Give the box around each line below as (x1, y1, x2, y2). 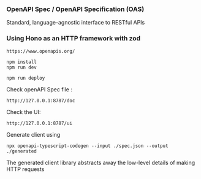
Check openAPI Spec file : (6, 85, 72, 93)
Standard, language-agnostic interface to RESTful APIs (6, 19, 145, 26)
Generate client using (6, 131, 61, 138)
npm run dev (6, 64, 37, 70)
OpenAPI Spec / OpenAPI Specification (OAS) (6, 5, 145, 13)
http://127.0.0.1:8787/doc (6, 97, 75, 104)
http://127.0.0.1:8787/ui (6, 120, 72, 126)
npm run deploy (6, 75, 45, 81)
